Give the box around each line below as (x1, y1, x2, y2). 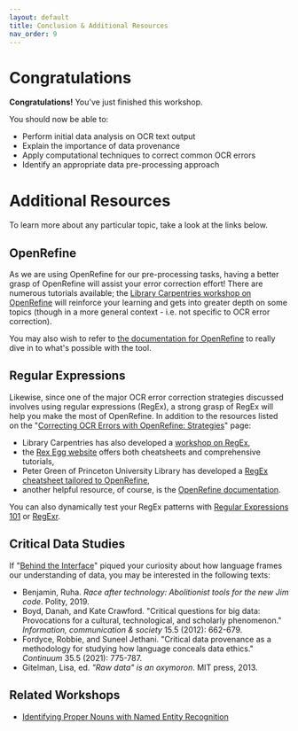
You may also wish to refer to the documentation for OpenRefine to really (9, 333, 276, 344)
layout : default (9, 12, 69, 22)
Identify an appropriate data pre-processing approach (21, 159, 220, 170)
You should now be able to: (9, 114, 109, 125)
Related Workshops (9, 688, 121, 703)
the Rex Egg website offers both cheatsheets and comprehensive (21, 447, 262, 457)
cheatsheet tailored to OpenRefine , (21, 475, 151, 486)
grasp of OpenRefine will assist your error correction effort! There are (9, 278, 263, 289)
